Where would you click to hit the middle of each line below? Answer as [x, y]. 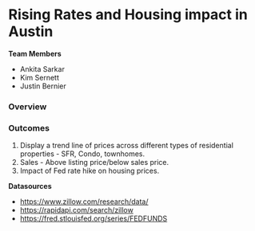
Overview [28, 107]
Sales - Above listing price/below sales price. [94, 162]
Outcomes [29, 127]
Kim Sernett [40, 77]
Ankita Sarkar [42, 69]
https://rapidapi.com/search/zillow [76, 210]
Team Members [35, 53]
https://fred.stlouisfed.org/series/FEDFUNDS [94, 219]
